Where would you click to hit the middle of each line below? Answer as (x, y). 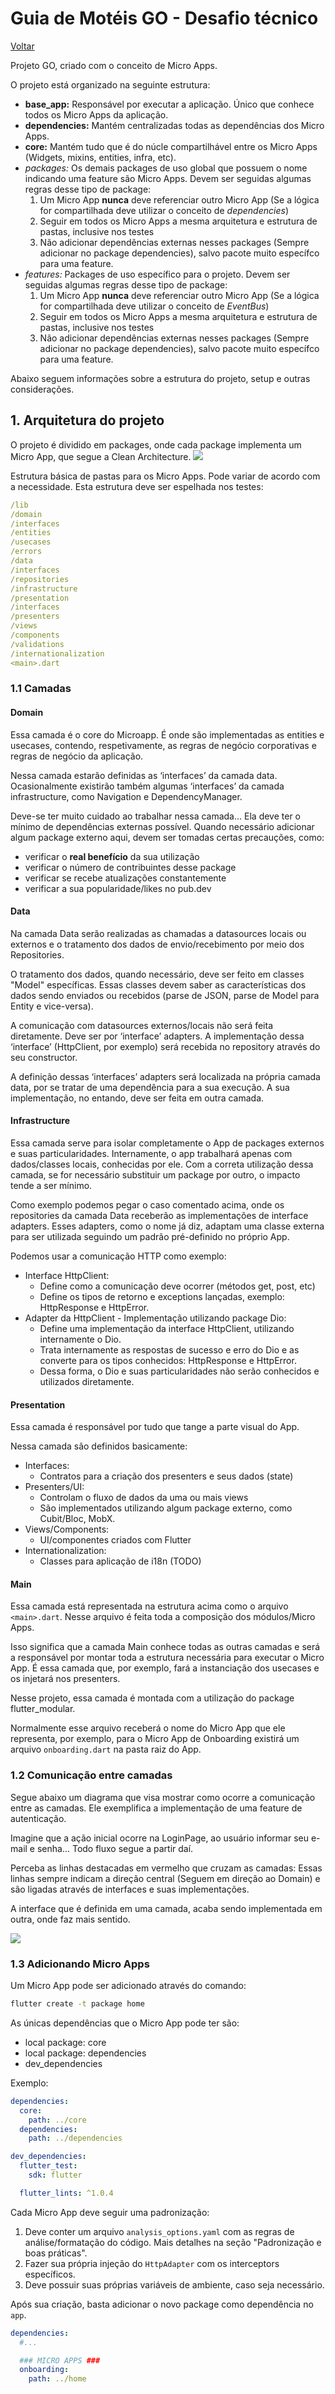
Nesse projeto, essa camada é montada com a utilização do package (152, 1698)
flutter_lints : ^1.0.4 (66, 2193)
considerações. (42, 389)
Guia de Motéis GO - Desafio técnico (164, 18)
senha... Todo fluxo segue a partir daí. (115, 1848)
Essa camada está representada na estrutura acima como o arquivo (149, 1606)
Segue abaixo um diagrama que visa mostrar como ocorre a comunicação (163, 1797)
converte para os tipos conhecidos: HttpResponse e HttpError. (168, 1361)
